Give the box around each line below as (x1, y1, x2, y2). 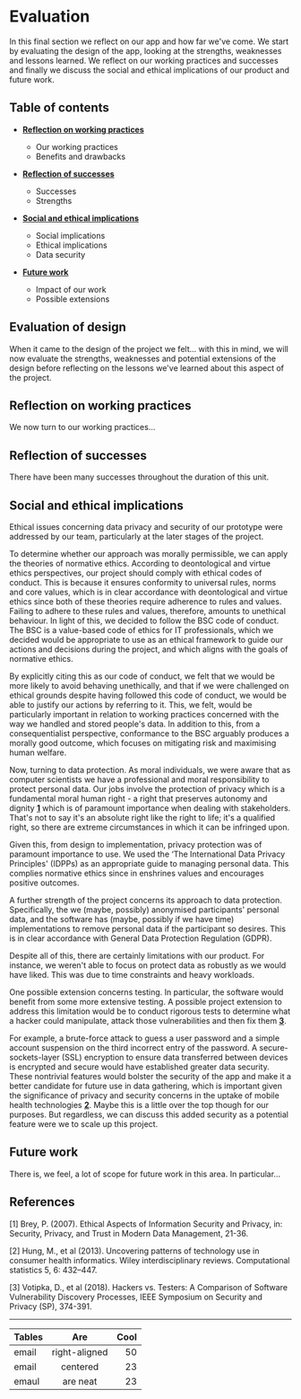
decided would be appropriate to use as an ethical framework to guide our (9, 635, 284, 645)
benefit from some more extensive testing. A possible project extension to (9, 997, 282, 1007)
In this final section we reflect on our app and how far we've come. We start (9, 36, 289, 47)
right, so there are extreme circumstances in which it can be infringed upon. (9, 822, 290, 832)
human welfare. (9, 747, 67, 758)
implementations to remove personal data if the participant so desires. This (9, 923, 287, 934)
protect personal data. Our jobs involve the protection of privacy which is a (9, 784, 285, 794)
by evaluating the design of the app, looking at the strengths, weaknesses (9, 45, 282, 56)
